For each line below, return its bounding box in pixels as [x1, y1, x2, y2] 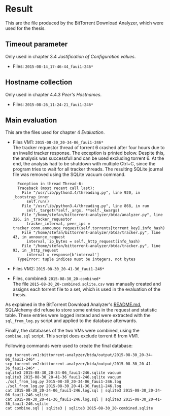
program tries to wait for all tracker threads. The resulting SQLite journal [12, 166, 163, 172]
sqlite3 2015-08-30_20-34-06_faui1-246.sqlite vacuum [5, 370, 122, 375]
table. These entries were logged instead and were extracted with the [5, 313, 151, 319]
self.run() [26, 199, 50, 204]
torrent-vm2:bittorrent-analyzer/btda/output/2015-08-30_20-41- [14, 361, 153, 367]
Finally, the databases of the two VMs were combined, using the [5, 328, 140, 334]
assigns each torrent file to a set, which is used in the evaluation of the [12, 286, 161, 292]
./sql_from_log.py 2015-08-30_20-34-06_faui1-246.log [5, 379, 122, 385]
